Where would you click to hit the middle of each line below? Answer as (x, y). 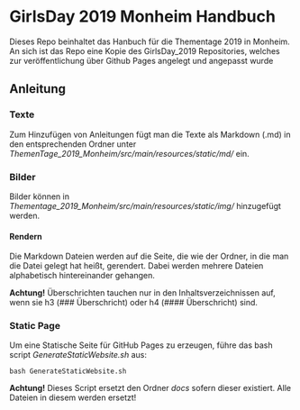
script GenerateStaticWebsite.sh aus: (78, 355)
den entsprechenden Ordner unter (73, 144)
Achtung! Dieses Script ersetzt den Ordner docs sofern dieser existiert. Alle (150, 388)
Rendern (26, 236)
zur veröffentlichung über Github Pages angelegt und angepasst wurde (141, 60)
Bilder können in (40, 196)
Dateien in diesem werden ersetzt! (73, 397)
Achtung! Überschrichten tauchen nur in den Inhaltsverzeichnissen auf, (143, 293)
